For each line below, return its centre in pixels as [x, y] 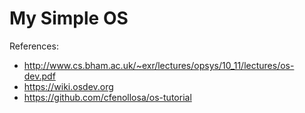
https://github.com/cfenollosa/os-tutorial [107, 97]
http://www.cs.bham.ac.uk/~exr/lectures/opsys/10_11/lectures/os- [159, 65]
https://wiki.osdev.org [68, 86]
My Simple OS [69, 18]
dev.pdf [39, 76]
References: [34, 46]
